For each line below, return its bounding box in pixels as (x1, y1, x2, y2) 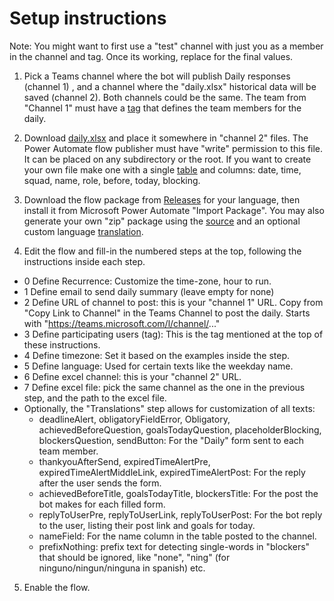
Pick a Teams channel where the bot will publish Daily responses (23, 70, 291, 82)
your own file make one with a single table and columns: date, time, (23, 163, 302, 176)
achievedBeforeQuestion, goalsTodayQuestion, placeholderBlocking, (38, 423, 322, 436)
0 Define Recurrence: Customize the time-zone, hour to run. (23, 275, 272, 287)
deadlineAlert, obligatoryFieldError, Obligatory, (38, 413, 231, 425)
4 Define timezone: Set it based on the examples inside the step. (23, 349, 291, 361)
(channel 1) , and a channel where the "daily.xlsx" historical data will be (23, 80, 317, 92)
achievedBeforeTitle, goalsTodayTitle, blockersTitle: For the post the (38, 487, 319, 499)
